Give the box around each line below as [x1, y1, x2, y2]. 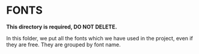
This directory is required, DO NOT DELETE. [6, 23, 117, 30]
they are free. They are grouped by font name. [6, 41, 121, 48]
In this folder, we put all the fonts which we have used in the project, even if [6, 34, 194, 42]
